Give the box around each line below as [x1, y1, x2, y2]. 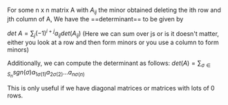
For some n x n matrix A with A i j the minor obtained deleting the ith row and [7, 6, 221, 16]
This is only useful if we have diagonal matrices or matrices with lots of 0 [7, 84, 216, 93]
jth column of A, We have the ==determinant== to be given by [7, 15, 184, 23]
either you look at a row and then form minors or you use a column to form [7, 38, 219, 47]
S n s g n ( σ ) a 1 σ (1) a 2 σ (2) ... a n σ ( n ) [7, 68, 85, 79]
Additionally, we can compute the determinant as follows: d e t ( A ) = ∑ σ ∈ [7, 59, 211, 69]
